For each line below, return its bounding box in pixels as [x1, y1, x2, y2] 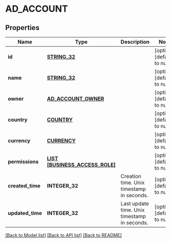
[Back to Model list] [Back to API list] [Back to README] [5, 232, 122, 238]
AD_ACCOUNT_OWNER [46, 95, 104, 102]
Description [120, 39, 150, 45]
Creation [120, 173, 141, 179]
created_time [8, 183, 41, 189]
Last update [120, 200, 149, 207]
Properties [5, 23, 40, 32]
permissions [8, 158, 39, 165]
